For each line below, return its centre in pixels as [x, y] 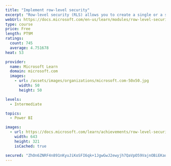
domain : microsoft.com [34, 71]
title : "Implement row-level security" [48, 10]
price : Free [18, 29]
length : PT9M [19, 34]
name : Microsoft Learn [34, 67]
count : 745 [21, 43]
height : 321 [27, 141]
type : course [19, 24]
